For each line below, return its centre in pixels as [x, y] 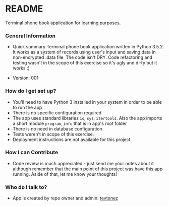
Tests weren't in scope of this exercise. [53, 134]
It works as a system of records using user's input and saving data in [84, 52]
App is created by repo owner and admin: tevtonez [65, 198]
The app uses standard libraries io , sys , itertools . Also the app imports [87, 118]
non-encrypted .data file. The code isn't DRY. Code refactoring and [82, 57]
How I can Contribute [32, 153]
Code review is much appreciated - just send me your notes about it [83, 163]
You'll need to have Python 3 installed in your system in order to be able [87, 102]
